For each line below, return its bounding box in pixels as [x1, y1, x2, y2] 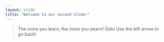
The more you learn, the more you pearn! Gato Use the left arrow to [17, 25, 159, 31]
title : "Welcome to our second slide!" [5, 12, 90, 17]
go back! [17, 31, 37, 37]
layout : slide [5, 7, 36, 12]
